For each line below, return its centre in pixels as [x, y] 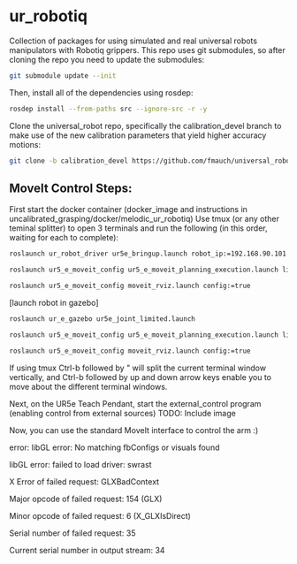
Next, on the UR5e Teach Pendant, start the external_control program [135, 403]
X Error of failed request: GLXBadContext [84, 481]
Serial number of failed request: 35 [72, 533]
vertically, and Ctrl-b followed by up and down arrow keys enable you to [141, 377]
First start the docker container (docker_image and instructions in [128, 210]
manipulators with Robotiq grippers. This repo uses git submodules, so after [147, 50]
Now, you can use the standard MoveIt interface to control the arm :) [134, 430]
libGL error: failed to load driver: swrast [80, 464]
